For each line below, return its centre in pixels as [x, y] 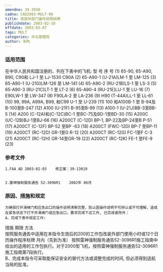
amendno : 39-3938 [23, 10]
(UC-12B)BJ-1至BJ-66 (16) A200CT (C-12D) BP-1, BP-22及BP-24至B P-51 [79, 120]
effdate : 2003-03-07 [26, 28]
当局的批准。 [18, 264]
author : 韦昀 [18, 42]
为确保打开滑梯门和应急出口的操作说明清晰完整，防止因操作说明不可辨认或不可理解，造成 [81, 207]
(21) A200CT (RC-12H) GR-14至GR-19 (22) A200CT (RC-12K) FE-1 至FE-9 [79, 139]
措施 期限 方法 [19, 227]
